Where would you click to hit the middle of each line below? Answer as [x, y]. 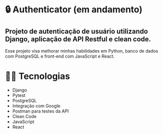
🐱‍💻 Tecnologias [38, 76]
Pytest [19, 95]
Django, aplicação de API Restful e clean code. [78, 39]
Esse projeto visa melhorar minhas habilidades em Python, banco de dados [82, 51]
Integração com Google [36, 106]
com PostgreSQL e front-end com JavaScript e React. [60, 56]
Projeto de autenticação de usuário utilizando [77, 31]
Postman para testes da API [41, 111]
